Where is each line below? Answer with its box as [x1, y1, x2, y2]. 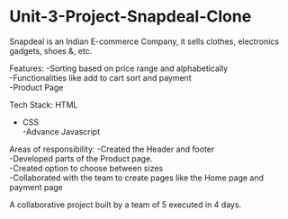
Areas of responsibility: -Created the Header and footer [9, 144, 215, 154]
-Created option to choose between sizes [9, 162, 164, 173]
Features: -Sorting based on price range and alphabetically [9, 63, 229, 74]
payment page [9, 181, 63, 192]
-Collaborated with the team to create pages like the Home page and [9, 172, 264, 183]
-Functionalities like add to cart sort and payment [9, 72, 192, 83]
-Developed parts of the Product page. [9, 153, 153, 163]
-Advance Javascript [22, 126, 101, 136]
